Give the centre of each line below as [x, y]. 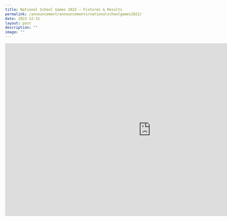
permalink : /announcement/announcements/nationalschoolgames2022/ [73, 14]
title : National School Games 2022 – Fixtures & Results [64, 9]
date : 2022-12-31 [23, 18]
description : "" [21, 28]
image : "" [15, 32]
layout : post [18, 23]
